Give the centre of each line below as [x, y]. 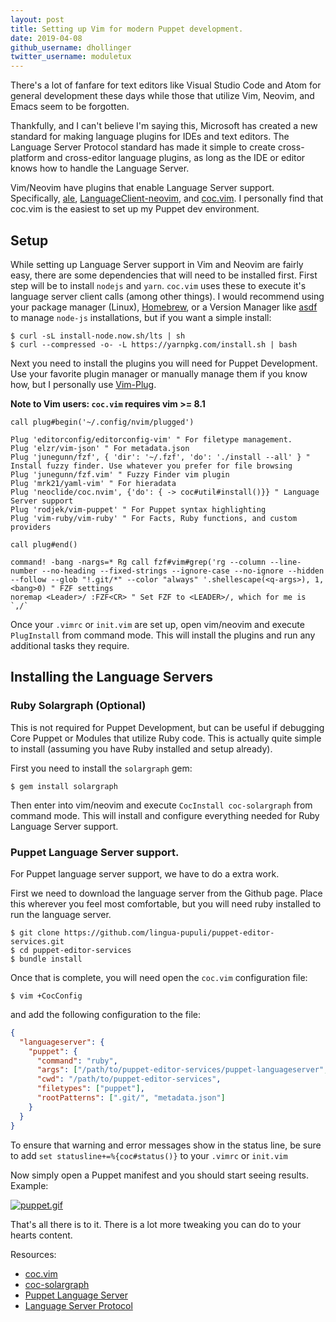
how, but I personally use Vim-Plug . [83, 384]
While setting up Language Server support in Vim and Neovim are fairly [157, 264]
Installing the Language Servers [112, 677]
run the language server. [61, 914]
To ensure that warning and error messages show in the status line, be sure [166, 1145]
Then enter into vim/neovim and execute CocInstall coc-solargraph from [161, 805]
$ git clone [35, 932]
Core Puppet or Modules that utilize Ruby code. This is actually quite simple [166, 738]
